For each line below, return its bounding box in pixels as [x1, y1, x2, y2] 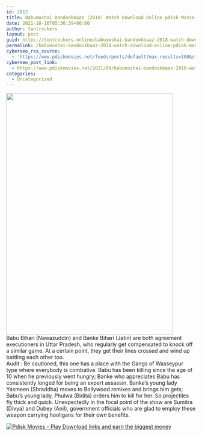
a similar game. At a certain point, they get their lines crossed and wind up [6, 347, 191, 354]
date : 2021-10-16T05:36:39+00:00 [6, 20, 90, 26]
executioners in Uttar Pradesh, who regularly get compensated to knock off [6, 341, 194, 348]
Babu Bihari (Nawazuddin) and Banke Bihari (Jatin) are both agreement [6, 335, 182, 342]
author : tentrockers [6, 25, 58, 32]
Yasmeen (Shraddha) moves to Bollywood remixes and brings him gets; [6, 386, 183, 393]
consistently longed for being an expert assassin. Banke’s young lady [6, 379, 177, 386]
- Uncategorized [11, 76, 52, 82]
